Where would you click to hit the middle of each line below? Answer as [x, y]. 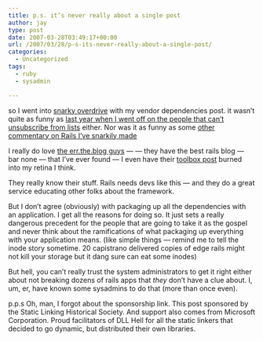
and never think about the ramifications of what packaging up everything [126, 231]
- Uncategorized [42, 60]
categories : [27, 52]
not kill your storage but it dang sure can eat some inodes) [103, 256]
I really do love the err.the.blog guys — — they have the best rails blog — [126, 151]
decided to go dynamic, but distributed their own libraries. [102, 328]
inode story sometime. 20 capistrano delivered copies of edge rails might [126, 247]
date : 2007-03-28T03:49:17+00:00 [63, 37]
